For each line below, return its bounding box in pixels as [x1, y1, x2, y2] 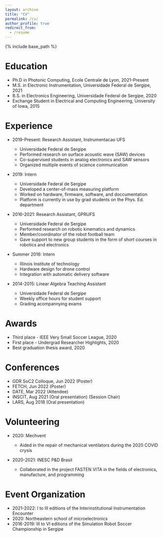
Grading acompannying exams [19, 300, 82, 306]
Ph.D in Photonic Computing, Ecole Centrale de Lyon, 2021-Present [12, 77, 149, 83]
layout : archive [5, 7, 38, 12]
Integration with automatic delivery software [19, 271, 109, 277]
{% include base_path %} [5, 44, 57, 49]
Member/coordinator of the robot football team [19, 231, 115, 237]
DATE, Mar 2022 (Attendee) [12, 388, 69, 394]
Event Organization [5, 489, 86, 500]
